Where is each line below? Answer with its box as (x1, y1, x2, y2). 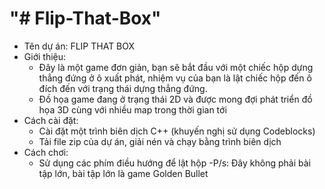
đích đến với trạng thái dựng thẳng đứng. (38, 82, 208, 94)
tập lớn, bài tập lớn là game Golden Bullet (38, 167, 209, 179)
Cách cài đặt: (23, 114, 79, 126)
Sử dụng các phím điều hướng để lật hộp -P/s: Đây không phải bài (38, 157, 311, 169)
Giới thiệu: (23, 50, 67, 62)
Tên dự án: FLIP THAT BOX (23, 40, 136, 52)
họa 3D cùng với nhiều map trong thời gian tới (38, 103, 227, 116)
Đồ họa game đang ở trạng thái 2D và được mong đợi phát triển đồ (38, 93, 313, 105)
